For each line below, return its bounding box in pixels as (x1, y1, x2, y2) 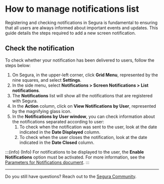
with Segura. (12, 98, 38, 104)
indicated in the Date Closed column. (19, 139, 95, 145)
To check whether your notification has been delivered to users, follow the (5, 57, 155, 63)
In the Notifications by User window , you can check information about (12, 114, 155, 119)
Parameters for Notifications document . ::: (5, 159, 89, 165)
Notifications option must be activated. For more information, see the (5, 154, 145, 160)
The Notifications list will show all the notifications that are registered (12, 92, 153, 98)
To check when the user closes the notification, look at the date (19, 134, 147, 140)
